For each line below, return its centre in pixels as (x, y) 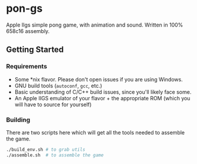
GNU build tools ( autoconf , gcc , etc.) (58, 86)
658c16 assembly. (28, 31)
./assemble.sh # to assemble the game (55, 155)
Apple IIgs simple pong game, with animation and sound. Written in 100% (95, 25)
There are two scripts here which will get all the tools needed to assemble (96, 132)
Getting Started (35, 50)
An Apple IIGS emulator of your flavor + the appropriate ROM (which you (102, 98)
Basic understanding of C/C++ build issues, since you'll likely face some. (103, 92)
